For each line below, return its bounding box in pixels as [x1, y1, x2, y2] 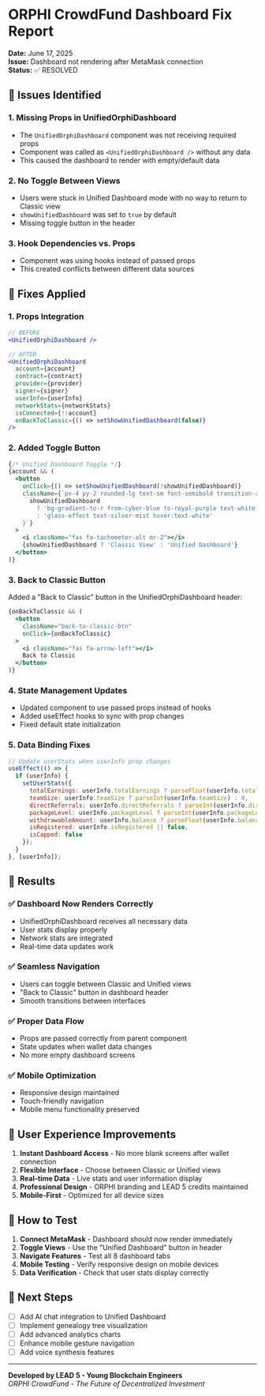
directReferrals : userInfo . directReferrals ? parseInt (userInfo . [28, 801, 248, 809]
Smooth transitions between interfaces [19, 996, 146, 1005]
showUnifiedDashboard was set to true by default [19, 209, 177, 219]
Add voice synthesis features [19, 1348, 115, 1357]
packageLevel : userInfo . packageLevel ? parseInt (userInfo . [28, 809, 227, 816]
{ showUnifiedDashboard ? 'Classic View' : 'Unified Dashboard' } [22, 541, 238, 550]
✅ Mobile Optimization [8, 1070, 97, 1081]
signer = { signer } [15, 387, 69, 396]
